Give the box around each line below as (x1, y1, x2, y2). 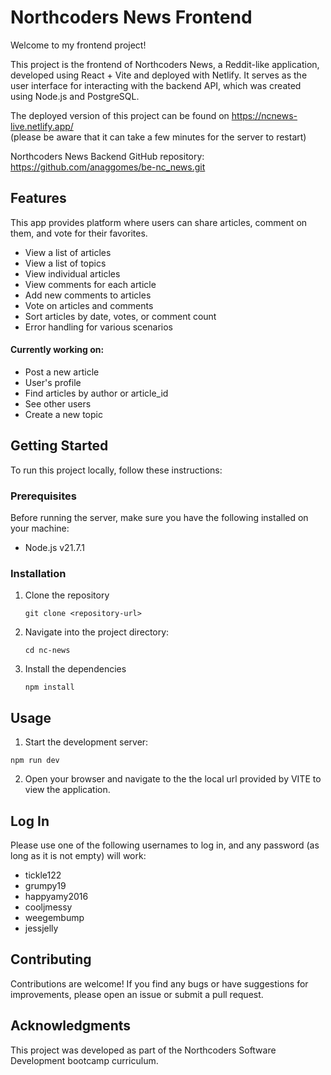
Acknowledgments (10, 1017, 132, 1035)
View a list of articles (24, 246, 112, 258)
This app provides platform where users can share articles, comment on (10, 216, 308, 228)
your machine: (10, 522, 70, 535)
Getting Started (10, 437, 109, 455)
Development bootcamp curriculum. (10, 1054, 159, 1066)
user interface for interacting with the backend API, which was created (10, 79, 302, 91)
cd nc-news (24, 646, 71, 656)
